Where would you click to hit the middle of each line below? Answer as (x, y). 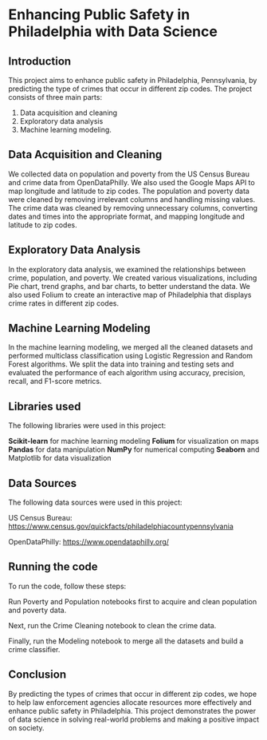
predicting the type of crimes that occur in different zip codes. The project (130, 89)
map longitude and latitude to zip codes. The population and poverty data (129, 191)
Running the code (53, 567)
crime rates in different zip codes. (64, 303)
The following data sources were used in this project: (95, 503)
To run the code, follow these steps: (67, 586)
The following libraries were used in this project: (87, 425)
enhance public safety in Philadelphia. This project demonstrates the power (132, 710)
